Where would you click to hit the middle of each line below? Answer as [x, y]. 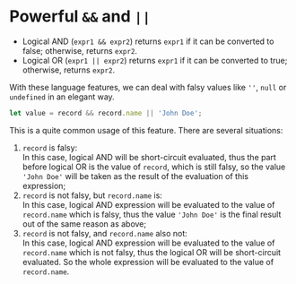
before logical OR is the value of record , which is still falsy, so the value [154, 167]
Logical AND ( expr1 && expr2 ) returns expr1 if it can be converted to [148, 41]
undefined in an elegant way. [62, 97]
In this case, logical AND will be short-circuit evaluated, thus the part [149, 157]
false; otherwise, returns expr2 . [79, 50]
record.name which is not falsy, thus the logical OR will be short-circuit [151, 252]
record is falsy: [50, 147]
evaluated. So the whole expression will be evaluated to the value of [148, 262]
